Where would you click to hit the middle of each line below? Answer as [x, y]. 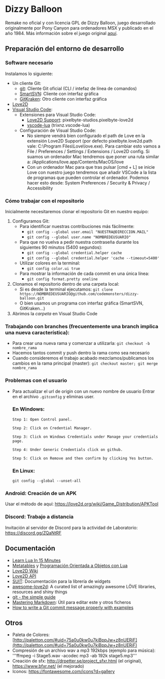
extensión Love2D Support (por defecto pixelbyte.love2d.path [90, 141]
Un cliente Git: [27, 83]
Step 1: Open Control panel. [42, 419]
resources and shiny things [40, 592]
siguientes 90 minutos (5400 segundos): [61, 247]
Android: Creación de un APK [41, 493]
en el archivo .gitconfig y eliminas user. [53, 396]
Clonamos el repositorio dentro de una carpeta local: [66, 284]
